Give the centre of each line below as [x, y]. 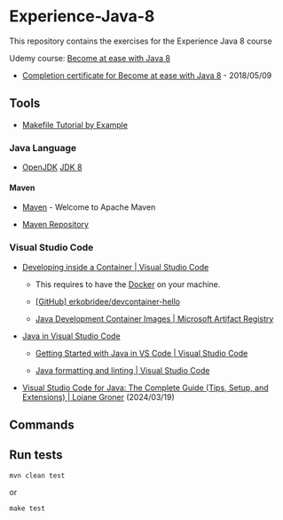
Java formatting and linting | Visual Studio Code [122, 370]
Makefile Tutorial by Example [75, 124]
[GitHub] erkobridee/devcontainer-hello [107, 301]
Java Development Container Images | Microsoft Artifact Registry [154, 318]
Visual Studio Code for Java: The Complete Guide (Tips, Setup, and [145, 388]
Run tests [36, 455]
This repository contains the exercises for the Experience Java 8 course [141, 41]
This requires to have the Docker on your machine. [128, 284]
